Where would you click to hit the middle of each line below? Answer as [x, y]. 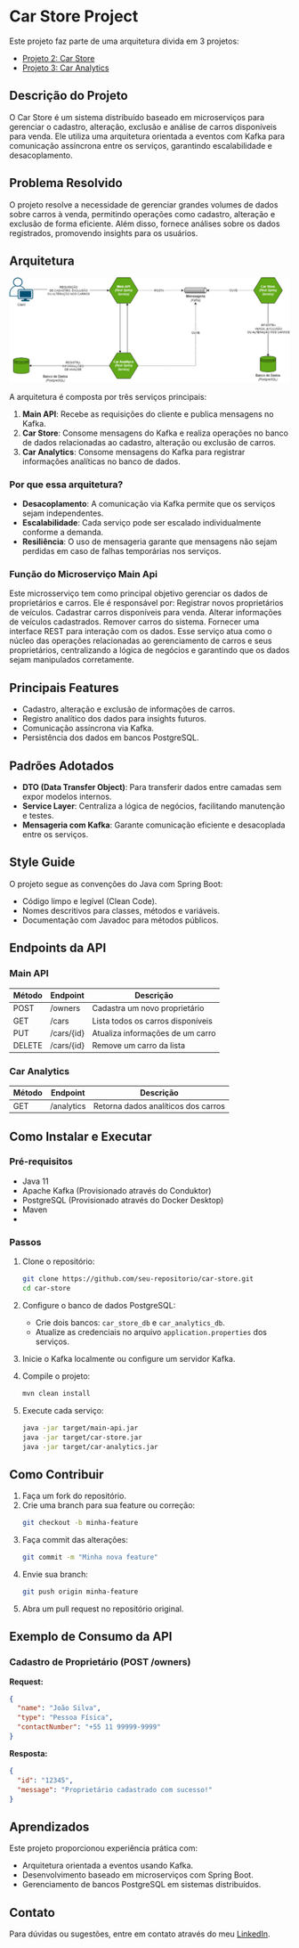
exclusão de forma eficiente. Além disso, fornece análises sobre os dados [145, 224]
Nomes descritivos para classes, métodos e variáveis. [121, 910]
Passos [25, 1242]
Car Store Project [74, 16]
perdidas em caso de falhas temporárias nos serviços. [121, 551]
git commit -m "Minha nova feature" [90, 1557]
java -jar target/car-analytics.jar [90, 1447]
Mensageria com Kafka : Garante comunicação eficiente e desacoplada [154, 825]
